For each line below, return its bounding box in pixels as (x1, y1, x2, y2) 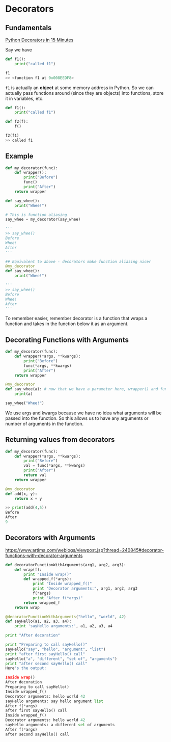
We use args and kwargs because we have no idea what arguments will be (5, 410, 162, 416)
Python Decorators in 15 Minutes (5, 37, 74, 43)
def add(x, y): (5, 491, 38, 496)
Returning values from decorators (5, 435, 115, 444)
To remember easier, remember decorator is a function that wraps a (5, 315, 148, 322)
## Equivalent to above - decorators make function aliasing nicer (5, 259, 152, 264)
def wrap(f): (14, 567, 42, 572)
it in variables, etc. (5, 95, 44, 101)
